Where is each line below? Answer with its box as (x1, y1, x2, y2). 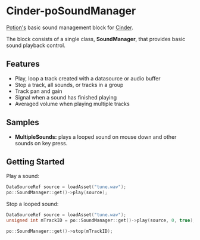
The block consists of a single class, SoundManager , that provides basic (6, 35, 186, 42)
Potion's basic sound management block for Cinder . (6, 24, 134, 31)
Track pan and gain (14, 88, 62, 95)
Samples (6, 117, 40, 127)
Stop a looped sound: (6, 201, 59, 208)
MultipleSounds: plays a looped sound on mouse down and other (14, 133, 177, 141)
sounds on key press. (14, 139, 68, 147)
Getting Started (6, 157, 65, 167)
